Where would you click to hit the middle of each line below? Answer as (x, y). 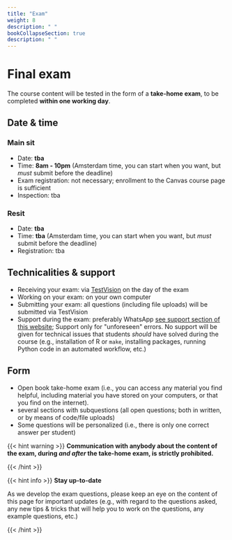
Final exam (39, 74)
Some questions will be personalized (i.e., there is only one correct (113, 425)
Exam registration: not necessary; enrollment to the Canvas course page (121, 180)
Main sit (21, 143)
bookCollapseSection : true (46, 33)
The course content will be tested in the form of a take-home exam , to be (113, 94)
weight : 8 (22, 20)
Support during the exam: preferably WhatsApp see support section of (119, 319)
